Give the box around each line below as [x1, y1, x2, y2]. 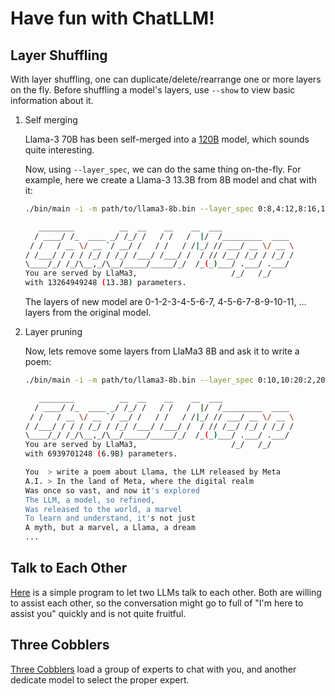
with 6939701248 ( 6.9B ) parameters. [24, 449, 178, 459]
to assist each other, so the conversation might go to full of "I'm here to [10, 597, 304, 609]
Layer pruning [24, 326, 83, 337]
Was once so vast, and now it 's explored [24, 485, 201, 496]
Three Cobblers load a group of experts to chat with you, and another [10, 663, 297, 675]
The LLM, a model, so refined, [24, 495, 156, 505]
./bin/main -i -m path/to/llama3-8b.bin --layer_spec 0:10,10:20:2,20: [24, 375, 330, 385]
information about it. [10, 95, 94, 106]
